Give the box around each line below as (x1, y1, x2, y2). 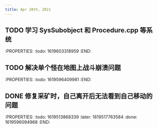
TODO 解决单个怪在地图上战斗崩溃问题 (5, 63, 121, 72)
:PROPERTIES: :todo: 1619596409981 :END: (5, 77, 92, 83)
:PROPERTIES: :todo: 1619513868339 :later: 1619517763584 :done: (5, 114, 138, 120)
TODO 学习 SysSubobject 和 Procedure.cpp (5, 26, 139, 34)
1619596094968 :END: (5, 119, 51, 125)
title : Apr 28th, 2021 (5, 7, 51, 12)
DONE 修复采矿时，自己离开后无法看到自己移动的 (5, 92, 153, 100)
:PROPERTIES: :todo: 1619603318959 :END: (5, 48, 91, 54)
